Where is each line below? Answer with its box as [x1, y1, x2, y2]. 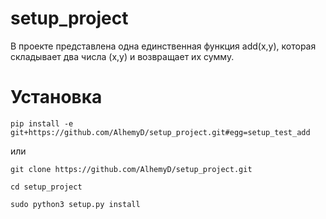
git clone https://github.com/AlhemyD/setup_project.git [10, 164, 253, 174]
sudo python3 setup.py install [10, 199, 141, 209]
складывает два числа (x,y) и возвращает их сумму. [10, 50, 235, 62]
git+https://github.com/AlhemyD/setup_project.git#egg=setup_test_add [10, 127, 311, 137]
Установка [10, 86, 103, 109]
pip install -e [10, 118, 74, 129]
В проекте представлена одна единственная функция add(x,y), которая [10, 40, 317, 52]
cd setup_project [10, 182, 83, 192]
